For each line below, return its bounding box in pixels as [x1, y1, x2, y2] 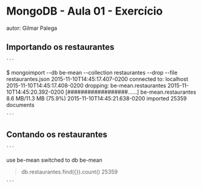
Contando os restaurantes [6, 130, 107, 140]
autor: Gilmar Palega [6, 24, 58, 32]
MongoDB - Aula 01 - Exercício [6, 4, 163, 18]
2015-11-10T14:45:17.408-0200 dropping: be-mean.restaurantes [6, 82, 167, 89]
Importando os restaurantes [6, 42, 115, 52]
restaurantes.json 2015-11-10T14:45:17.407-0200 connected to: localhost [6, 75, 189, 83]
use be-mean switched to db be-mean [6, 156, 103, 164]
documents [6, 101, 35, 108]
